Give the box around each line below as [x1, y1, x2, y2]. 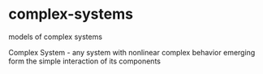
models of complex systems [8, 32, 103, 41]
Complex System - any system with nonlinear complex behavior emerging [8, 47, 256, 57]
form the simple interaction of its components [8, 56, 161, 66]
